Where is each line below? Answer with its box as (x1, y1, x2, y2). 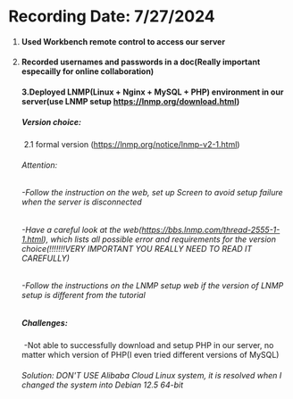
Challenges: (21, 317, 68, 328)
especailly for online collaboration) (21, 66, 155, 77)
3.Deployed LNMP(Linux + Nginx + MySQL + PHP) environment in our (21, 87, 284, 97)
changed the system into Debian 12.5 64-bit (21, 379, 184, 390)
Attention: (21, 159, 58, 170)
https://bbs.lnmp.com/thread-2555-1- (141, 224, 280, 235)
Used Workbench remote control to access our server (21, 36, 225, 46)
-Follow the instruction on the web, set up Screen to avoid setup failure (21, 187, 283, 198)
